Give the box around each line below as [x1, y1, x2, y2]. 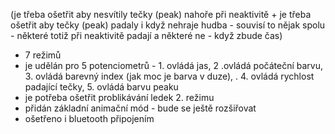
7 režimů [24, 49, 62, 61]
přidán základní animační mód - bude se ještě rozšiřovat [24, 102, 257, 114]
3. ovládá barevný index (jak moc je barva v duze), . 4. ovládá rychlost [24, 70, 315, 82]
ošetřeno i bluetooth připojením [24, 113, 155, 124]
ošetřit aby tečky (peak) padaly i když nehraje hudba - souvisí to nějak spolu [10, 19, 326, 31]
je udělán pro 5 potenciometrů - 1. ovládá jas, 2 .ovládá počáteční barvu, [24, 60, 323, 71]
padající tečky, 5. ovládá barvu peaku [24, 81, 179, 93]
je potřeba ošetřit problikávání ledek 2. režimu [24, 92, 215, 103]
